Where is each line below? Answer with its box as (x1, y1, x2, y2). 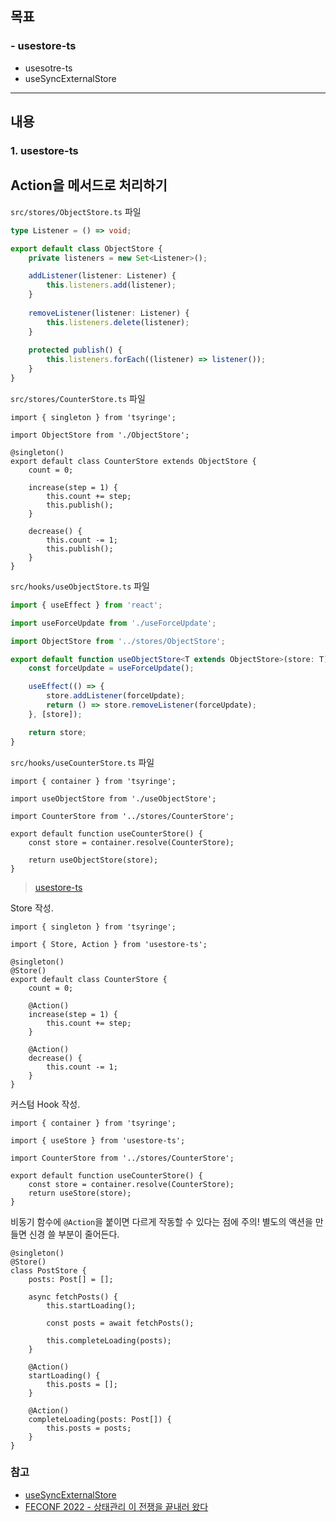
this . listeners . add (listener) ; (46, 280, 177, 291)
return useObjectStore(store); (28, 855, 159, 865)
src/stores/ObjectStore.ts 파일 (10, 205, 142, 217)
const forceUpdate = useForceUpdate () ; (28, 663, 195, 674)
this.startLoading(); (46, 1300, 137, 1311)
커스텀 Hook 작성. (10, 1098, 81, 1110)
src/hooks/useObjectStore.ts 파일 (10, 580, 150, 592)
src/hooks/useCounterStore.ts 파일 (10, 756, 155, 768)
